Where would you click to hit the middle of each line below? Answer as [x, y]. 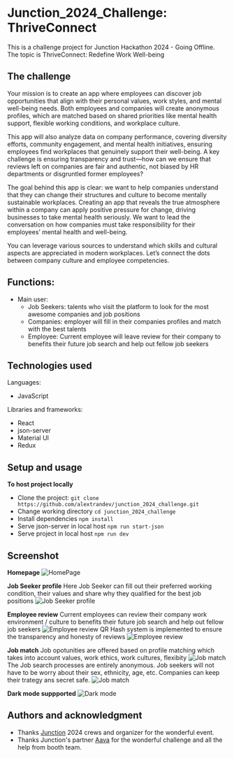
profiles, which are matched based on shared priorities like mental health [112, 115]
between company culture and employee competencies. [88, 260]
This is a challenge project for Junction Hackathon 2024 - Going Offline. [111, 47]
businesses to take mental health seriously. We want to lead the [99, 217]
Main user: [33, 299]
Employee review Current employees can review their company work [107, 614]
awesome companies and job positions [84, 314]
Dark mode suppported [42, 693]
